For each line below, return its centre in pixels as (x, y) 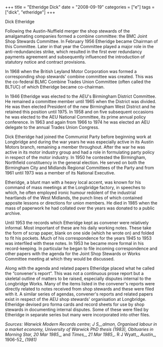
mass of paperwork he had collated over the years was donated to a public (80, 208)
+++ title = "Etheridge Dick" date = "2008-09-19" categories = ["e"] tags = (80, 7)
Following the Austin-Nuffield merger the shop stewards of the (67, 31)
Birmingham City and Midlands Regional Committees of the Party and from (80, 168)
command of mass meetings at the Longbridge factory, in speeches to (75, 187)
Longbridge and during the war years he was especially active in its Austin (79, 142)
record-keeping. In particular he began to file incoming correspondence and (81, 248)
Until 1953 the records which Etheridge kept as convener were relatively (77, 223)
